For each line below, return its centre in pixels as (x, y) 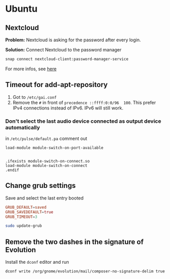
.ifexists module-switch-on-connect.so (48, 161)
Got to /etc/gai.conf (35, 97)
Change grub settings (40, 186)
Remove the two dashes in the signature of (75, 242)
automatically (23, 127)
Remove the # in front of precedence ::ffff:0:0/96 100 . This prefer (84, 102)
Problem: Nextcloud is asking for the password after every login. (73, 40)
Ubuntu (21, 9)
